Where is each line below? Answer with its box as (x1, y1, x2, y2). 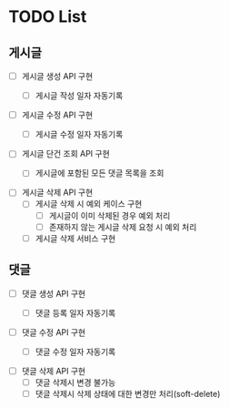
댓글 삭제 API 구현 (21, 365, 86, 376)
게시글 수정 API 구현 (21, 109, 94, 120)
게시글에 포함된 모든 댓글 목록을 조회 (35, 168, 164, 178)
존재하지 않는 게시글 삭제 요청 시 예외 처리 (48, 221, 197, 232)
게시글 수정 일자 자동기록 (35, 129, 124, 140)
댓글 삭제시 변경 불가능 (35, 376, 116, 388)
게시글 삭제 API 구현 (21, 187, 94, 198)
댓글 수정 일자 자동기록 (35, 346, 116, 357)
